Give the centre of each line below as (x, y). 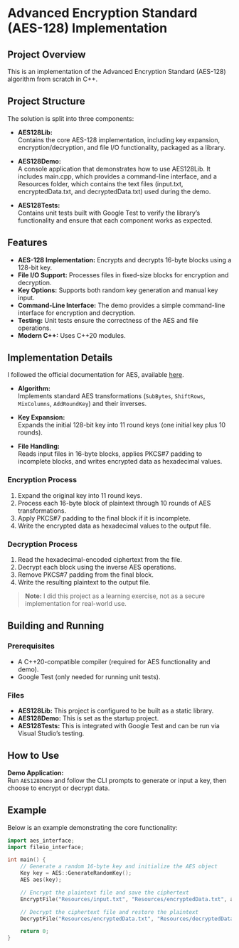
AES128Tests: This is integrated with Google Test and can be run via (119, 726)
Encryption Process (42, 480)
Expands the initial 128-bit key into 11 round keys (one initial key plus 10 (122, 425)
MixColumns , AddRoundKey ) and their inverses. (82, 404)
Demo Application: (36, 772)
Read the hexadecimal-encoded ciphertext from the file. (100, 560)
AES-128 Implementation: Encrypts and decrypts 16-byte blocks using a (124, 260)
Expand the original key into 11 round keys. (80, 495)
